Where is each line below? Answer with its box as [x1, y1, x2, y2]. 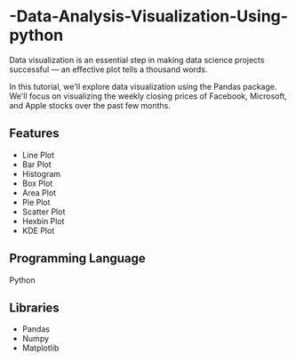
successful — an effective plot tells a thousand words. [9, 64, 208, 75]
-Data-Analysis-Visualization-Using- [9, 6, 289, 27]
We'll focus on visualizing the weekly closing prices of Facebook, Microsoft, [9, 91, 287, 101]
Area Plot [21, 187, 56, 197]
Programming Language [9, 251, 147, 266]
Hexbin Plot [21, 215, 65, 226]
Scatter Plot [21, 206, 66, 217]
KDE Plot [21, 225, 55, 236]
